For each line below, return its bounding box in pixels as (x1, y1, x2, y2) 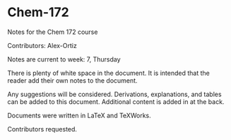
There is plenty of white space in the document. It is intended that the (7, 69, 210, 77)
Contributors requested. (7, 124, 78, 133)
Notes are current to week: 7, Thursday (7, 54, 122, 64)
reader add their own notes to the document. (7, 76, 138, 85)
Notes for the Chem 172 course (7, 28, 98, 36)
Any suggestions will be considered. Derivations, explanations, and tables (7, 90, 222, 98)
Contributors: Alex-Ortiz (7, 41, 78, 49)
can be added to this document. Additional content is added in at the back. (7, 97, 225, 106)
